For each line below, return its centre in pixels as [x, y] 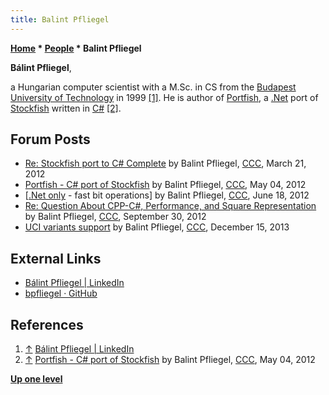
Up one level [36, 379]
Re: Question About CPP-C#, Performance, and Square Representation [170, 206]
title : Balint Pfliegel [60, 19]
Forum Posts [50, 139]
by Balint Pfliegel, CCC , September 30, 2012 [115, 217]
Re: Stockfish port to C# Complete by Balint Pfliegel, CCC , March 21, [165, 163]
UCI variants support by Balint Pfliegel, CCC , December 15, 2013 [157, 227]
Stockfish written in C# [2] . [66, 108]
